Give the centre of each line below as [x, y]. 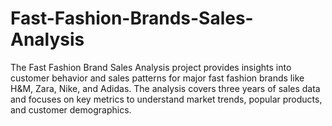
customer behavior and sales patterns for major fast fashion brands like [157, 78]
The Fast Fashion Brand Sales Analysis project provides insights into [151, 67]
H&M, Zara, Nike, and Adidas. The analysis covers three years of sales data [165, 88]
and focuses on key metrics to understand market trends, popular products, [166, 99]
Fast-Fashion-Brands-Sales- [132, 18]
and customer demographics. [71, 109]
